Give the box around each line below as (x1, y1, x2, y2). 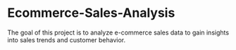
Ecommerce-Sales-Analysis (7, 5, 175, 21)
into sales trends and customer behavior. (7, 35, 126, 44)
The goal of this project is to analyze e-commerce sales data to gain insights (7, 28, 230, 37)
